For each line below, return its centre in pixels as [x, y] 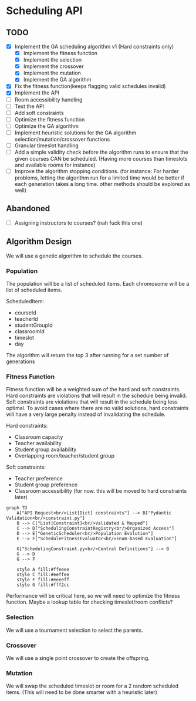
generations [21, 361]
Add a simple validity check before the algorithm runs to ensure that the [102, 152]
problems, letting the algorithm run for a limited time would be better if [99, 178]
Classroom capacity [39, 437]
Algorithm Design [39, 242]
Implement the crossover [53, 66]
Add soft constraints [39, 113]
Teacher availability [38, 443]
